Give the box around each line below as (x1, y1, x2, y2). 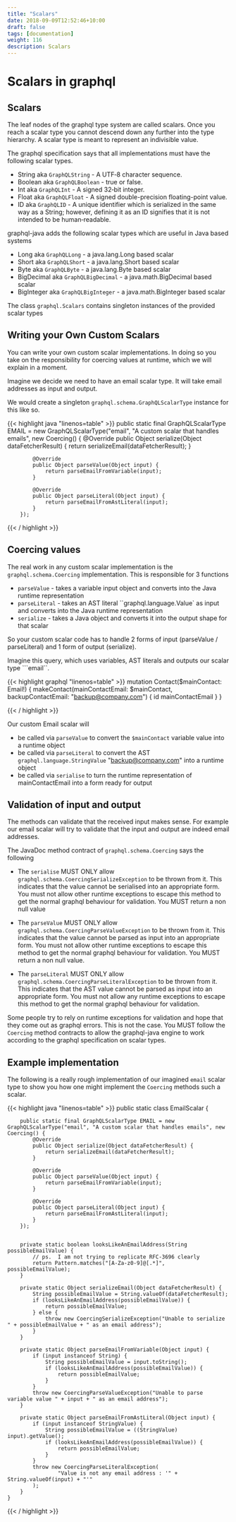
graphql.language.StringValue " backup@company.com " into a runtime (17, 756, 224, 764)
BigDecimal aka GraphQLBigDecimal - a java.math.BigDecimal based (17, 273, 212, 281)
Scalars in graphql (7, 73, 116, 90)
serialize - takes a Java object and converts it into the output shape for (17, 614, 228, 622)
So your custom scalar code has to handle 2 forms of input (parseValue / (7, 635, 218, 643)
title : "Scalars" (7, 10, 58, 18)
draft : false (7, 23, 46, 30)
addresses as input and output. (7, 384, 98, 393)
